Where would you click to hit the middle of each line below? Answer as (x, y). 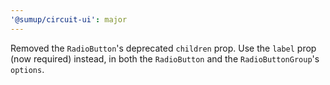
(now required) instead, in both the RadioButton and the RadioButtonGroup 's (165, 58)
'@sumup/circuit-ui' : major (69, 19)
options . (27, 69)
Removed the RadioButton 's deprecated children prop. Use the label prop (163, 48)
